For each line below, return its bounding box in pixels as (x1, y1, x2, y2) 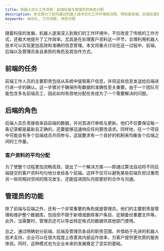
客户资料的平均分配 (5, 152, 50, 159)
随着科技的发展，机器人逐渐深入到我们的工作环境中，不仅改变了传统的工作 (5, 30, 155, 36)
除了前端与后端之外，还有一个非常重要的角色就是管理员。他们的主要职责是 (5, 206, 155, 212)
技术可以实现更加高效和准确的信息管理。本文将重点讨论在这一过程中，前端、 (5, 43, 159, 48)
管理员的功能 (5, 192, 44, 200)
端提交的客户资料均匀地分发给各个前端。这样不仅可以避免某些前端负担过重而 (5, 170, 159, 176)
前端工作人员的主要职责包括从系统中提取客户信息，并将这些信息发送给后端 (5, 78, 155, 84)
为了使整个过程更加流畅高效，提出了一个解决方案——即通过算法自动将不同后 (5, 164, 159, 170)
